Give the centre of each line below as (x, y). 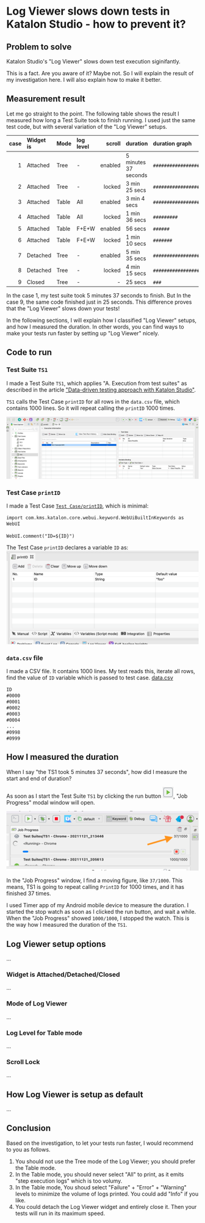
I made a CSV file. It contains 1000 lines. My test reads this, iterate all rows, (101, 671)
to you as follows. (28, 1149)
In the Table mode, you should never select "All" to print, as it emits (99, 1174)
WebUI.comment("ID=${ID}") (41, 536)
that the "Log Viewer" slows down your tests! (63, 308)
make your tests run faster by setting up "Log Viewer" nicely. (83, 334)
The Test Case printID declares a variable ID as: (67, 547)
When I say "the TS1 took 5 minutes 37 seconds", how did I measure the (97, 772)
